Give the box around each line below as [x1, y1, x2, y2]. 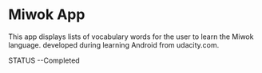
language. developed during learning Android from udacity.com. [8, 40, 220, 49]
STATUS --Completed [8, 56, 80, 65]
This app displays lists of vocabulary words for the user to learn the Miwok [8, 32, 254, 41]
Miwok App [8, 6, 85, 24]
